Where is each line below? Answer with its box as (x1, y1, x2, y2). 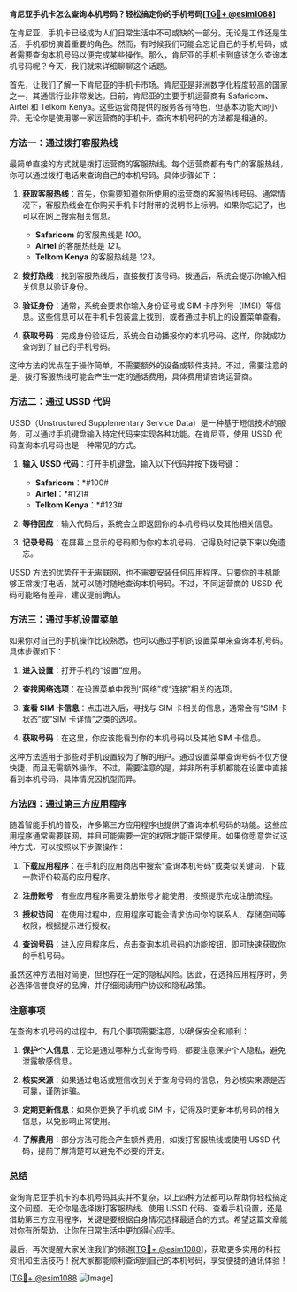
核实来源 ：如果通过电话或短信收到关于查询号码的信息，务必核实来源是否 (21, 1075, 286, 1086)
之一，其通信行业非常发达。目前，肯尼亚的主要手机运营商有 (9, 90, 226, 101)
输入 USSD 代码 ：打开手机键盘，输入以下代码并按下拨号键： (21, 458, 241, 468)
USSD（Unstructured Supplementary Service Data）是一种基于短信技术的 (9, 417, 278, 428)
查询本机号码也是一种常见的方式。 (16, 439, 141, 450)
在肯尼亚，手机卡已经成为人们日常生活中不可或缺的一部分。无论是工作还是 (9, 27, 280, 38)
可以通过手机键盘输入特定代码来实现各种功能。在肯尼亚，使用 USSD (24, 429, 273, 439)
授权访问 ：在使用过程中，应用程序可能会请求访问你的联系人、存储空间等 (21, 909, 286, 920)
